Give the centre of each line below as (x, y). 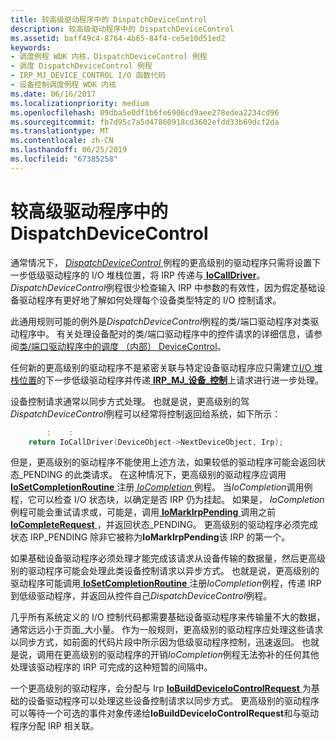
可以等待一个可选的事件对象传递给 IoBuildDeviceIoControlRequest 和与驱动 (165, 713)
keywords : (31, 47)
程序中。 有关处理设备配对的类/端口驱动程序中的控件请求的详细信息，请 (166, 333)
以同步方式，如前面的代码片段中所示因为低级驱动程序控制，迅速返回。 (155, 642)
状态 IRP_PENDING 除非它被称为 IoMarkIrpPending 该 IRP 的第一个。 (150, 537)
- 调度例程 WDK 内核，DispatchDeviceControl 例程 (109, 57)
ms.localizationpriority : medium (80, 103)
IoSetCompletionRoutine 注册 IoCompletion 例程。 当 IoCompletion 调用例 (161, 487)
